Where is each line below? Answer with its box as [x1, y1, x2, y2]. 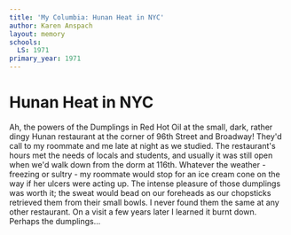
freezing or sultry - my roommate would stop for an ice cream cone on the [9, 168, 281, 179]
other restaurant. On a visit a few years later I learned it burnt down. [9, 206, 257, 217]
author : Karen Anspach [9, 21, 93, 30]
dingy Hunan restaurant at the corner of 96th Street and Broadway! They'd [9, 130, 282, 142]
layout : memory [9, 29, 66, 38]
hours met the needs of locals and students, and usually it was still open [9, 150, 273, 161]
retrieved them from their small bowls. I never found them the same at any [9, 197, 279, 208]
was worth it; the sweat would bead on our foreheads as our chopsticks [9, 187, 271, 198]
